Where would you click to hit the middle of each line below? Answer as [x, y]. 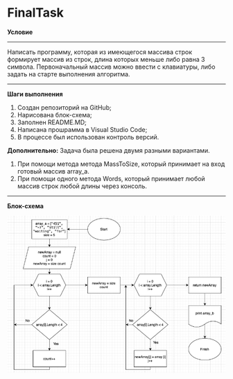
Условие [20, 32]
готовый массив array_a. [53, 171]
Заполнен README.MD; [52, 122]
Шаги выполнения [35, 94]
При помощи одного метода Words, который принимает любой [111, 178]
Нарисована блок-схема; [54, 115]
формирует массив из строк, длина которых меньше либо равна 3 [106, 59]
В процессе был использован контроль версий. [88, 137]
